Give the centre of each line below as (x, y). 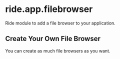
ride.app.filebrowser (49, 9)
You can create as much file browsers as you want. (58, 50)
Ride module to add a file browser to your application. (60, 23)
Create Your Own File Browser (53, 39)
